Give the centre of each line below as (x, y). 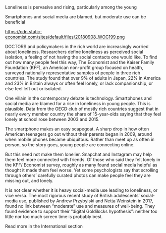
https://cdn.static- (24, 31)
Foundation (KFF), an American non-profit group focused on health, (74, 67)
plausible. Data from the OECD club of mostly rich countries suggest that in (82, 109)
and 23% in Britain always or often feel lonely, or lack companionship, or (79, 83)
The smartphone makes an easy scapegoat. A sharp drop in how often (77, 129)
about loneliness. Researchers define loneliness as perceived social (74, 52)
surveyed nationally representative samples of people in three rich (73, 73)
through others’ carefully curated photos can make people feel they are (78, 175)
